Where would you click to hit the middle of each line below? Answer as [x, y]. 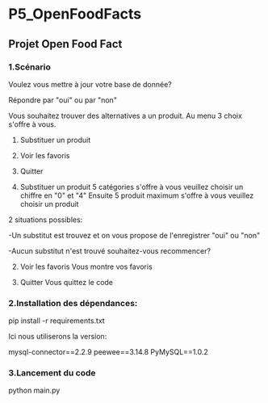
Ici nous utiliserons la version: [58, 337]
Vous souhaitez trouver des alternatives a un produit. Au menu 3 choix [125, 115]
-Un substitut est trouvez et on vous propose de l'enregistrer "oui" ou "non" [134, 235]
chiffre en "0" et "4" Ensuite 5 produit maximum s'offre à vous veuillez [137, 195]
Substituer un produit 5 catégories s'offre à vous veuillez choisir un [132, 187]
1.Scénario [29, 67]
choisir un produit [49, 204]
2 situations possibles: [46, 220]
